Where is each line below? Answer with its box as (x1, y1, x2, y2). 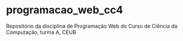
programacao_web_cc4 (6, 3, 123, 17)
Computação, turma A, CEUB (6, 28, 76, 35)
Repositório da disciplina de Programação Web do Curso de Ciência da (6, 23, 178, 29)
